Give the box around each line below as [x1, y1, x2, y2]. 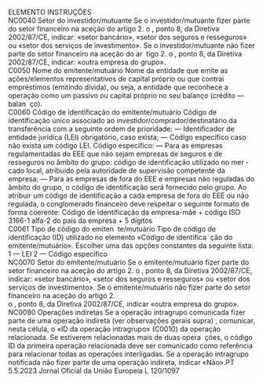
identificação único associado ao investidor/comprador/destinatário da [8, 116, 237, 125]
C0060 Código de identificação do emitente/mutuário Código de [8, 108, 217, 117]
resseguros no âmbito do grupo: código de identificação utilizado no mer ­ [8, 158, 249, 166]
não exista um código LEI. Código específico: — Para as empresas [8, 141, 223, 150]
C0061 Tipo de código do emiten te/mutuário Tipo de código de [8, 224, 217, 233]
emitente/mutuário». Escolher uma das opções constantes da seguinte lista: [8, 241, 254, 250]
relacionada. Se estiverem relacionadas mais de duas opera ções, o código [8, 333, 253, 341]
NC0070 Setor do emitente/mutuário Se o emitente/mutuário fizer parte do [8, 257, 250, 267]
